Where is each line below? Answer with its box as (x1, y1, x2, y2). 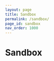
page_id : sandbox (5, 21, 41, 26)
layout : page (5, 7, 32, 12)
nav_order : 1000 (5, 26, 38, 31)
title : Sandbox (5, 12, 36, 17)
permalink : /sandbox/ (5, 16, 50, 21)
